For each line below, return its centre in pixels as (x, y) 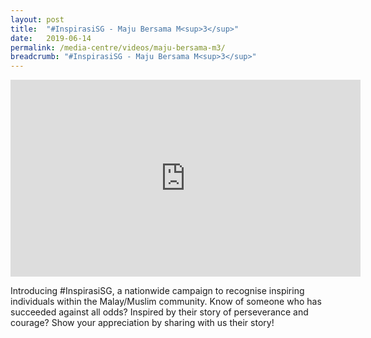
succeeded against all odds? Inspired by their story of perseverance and (159, 312)
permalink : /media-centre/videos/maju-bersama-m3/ (118, 47)
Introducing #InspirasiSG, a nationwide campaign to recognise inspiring (157, 291)
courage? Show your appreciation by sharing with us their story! (142, 323)
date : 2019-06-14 (51, 38)
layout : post (37, 19)
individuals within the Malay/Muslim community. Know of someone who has (166, 302)
